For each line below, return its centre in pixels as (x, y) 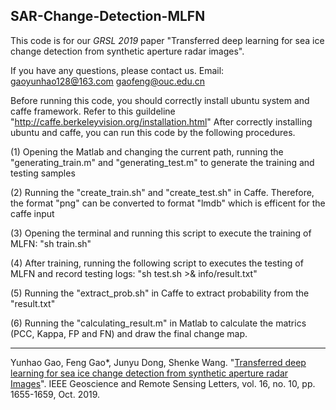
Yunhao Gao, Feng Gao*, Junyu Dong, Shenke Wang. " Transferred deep (158, 362)
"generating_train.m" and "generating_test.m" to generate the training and (162, 162)
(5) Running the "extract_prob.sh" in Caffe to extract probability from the (160, 293)
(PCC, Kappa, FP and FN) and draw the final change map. (129, 333)
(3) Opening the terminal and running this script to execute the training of (161, 233)
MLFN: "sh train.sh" (51, 243)
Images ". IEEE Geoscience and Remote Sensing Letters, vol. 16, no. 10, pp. (163, 383)
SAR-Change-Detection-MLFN (108, 16)
